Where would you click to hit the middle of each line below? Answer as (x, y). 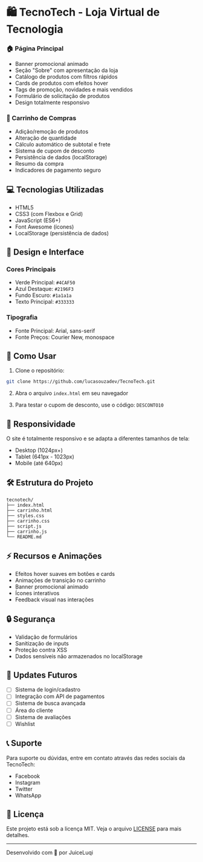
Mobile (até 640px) (39, 463)
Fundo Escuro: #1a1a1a (43, 295)
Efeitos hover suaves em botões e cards (65, 573)
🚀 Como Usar (31, 356)
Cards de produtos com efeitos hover (62, 83)
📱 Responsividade (41, 424)
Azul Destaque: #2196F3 (44, 289)
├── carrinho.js (27, 531)
